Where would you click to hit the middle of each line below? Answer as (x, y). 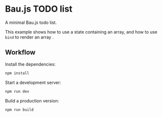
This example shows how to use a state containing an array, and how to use (81, 32)
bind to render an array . (29, 37)
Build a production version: (32, 100)
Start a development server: (33, 82)
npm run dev (17, 91)
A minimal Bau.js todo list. (31, 22)
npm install (17, 73)
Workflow (20, 52)
